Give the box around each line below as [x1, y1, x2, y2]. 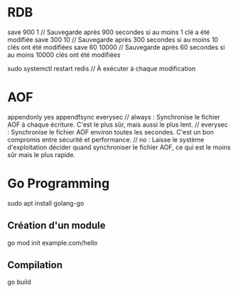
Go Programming [7, 176, 110, 192]
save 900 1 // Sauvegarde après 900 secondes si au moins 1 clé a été [7, 28, 210, 36]
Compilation [7, 259, 63, 271]
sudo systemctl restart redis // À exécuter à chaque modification [7, 64, 196, 73]
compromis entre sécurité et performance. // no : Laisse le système [7, 135, 205, 144]
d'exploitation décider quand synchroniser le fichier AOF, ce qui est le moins [7, 143, 231, 151]
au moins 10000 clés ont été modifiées [7, 50, 121, 59]
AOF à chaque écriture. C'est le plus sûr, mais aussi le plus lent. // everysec [7, 120, 229, 129]
